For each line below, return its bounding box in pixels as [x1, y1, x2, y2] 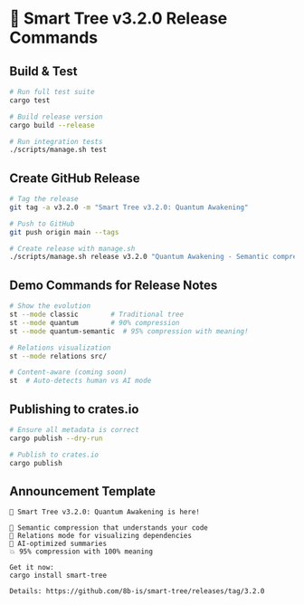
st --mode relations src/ [9, 351, 107, 360]
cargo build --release [9, 120, 95, 130]
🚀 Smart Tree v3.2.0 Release [9, 8, 228, 29]
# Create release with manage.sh [9, 244, 136, 253]
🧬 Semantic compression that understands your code [9, 523, 208, 533]
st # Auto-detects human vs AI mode [9, 376, 152, 386]
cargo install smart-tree [9, 571, 107, 581]
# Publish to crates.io [9, 450, 100, 459]
